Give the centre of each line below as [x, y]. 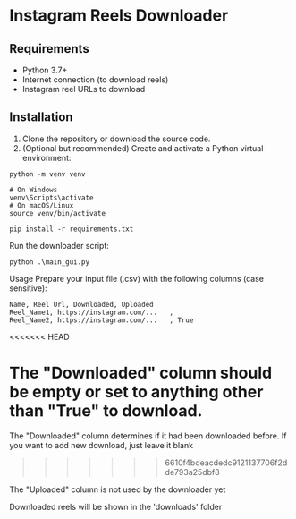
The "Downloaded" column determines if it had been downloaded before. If [148, 436]
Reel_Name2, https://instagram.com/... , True [101, 320]
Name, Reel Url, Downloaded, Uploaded [81, 304]
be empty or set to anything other [136, 392]
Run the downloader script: [59, 245]
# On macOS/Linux [42, 205]
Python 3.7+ [45, 70]
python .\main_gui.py [50, 262]
